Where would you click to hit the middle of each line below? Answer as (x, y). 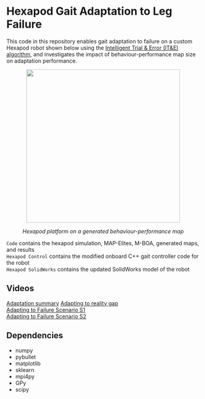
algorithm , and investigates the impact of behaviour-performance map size (101, 54)
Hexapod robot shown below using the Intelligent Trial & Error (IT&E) (93, 48)
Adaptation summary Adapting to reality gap (62, 303)
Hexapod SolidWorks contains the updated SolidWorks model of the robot (98, 269)
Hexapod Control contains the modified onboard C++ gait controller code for (102, 256)
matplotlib (28, 363)
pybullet (25, 357)
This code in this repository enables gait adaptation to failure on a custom (99, 41)
